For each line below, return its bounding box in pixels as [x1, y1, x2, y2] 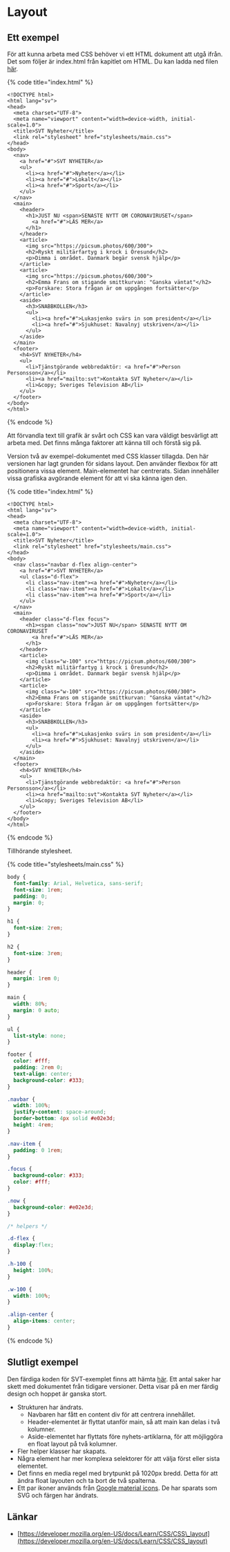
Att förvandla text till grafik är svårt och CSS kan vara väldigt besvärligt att [7, 431, 218, 439]
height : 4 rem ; [13, 1122, 54, 1128]
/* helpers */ [7, 1222, 48, 1230]
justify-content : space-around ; [13, 1108, 107, 1116]
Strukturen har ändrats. [17, 1403, 84, 1411]
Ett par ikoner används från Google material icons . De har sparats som [17, 1484, 218, 1492]
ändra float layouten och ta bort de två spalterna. [17, 1476, 157, 1484]
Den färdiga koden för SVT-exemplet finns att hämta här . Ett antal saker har [7, 1374, 221, 1383]
